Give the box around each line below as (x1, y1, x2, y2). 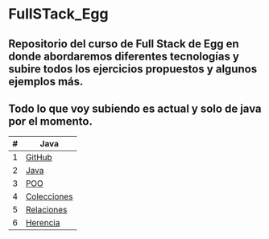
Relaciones (25, 204, 68, 216)
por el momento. (8, 114, 93, 128)
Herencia (25, 217, 60, 229)
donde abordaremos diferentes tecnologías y (8, 49, 240, 63)
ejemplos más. (8, 74, 84, 89)
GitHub (25, 152, 52, 163)
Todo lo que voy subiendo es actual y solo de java (8, 101, 262, 115)
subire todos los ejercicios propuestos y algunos (8, 62, 258, 76)
